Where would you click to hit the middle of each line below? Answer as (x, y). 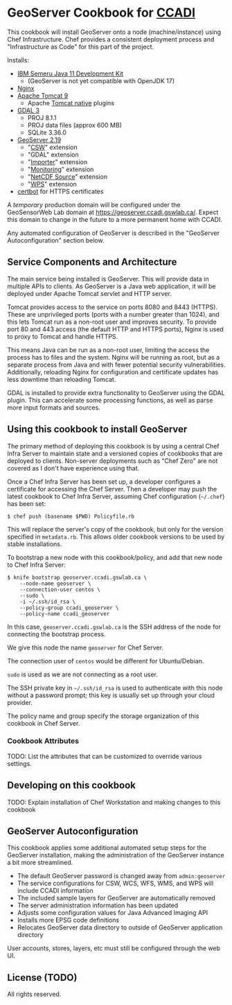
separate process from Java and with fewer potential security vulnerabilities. (116, 365)
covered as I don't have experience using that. (73, 468)
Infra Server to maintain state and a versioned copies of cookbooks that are (115, 453)
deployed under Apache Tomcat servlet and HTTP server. (89, 293)
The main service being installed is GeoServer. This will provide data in (108, 279)
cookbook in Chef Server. (44, 723)
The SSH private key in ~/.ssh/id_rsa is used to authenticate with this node (115, 688)
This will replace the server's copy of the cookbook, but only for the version (115, 529)
